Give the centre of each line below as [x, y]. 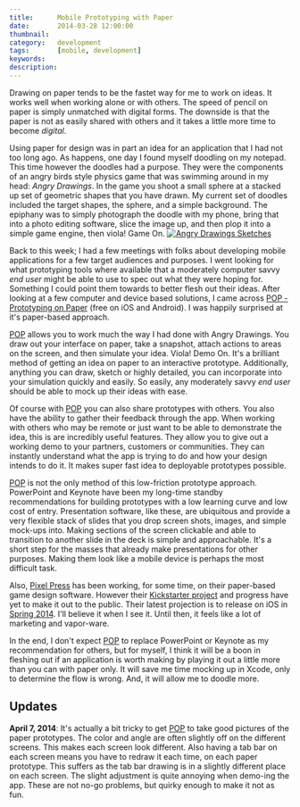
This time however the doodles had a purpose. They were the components [146, 167]
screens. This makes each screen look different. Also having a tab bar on [144, 747]
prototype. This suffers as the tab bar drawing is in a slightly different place [147, 766]
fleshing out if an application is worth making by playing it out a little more [145, 659]
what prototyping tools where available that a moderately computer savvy [145, 270]
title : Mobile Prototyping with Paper [92, 17]
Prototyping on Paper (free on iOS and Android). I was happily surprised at [146, 307]
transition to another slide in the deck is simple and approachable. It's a [141, 539]
